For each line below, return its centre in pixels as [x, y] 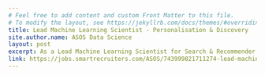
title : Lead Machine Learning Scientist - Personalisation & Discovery [128, 30]
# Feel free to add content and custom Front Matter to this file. [121, 15]
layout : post [30, 45]
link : [17, 59]
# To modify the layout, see [56, 23]
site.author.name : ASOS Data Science [70, 37]
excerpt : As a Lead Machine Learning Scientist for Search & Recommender [132, 52]
